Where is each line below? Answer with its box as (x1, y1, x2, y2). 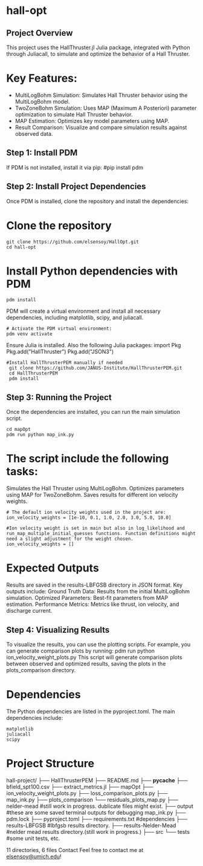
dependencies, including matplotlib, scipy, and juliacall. (6, 314, 144, 321)
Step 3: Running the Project (6, 392, 112, 402)
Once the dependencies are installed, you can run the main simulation (6, 408, 180, 416)
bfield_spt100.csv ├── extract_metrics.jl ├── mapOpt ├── (6, 783, 153, 790)
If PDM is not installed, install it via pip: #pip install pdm (6, 164, 144, 171)
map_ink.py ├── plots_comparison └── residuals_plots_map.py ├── (6, 796, 178, 803)
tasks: (6, 465, 38, 479)
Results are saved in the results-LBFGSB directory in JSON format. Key (6, 581, 183, 588)
